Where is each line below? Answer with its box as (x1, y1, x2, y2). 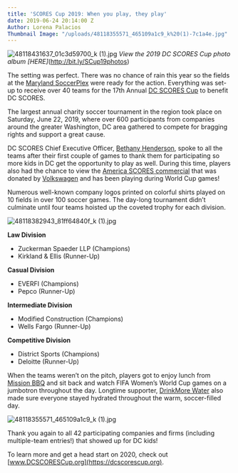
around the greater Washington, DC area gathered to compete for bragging (7, 122, 228, 132)
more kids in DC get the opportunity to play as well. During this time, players (7, 159, 231, 168)
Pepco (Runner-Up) (17, 287, 76, 296)
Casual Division (7, 266, 55, 275)
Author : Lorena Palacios (7, 23, 81, 31)
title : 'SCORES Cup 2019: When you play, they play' (7, 10, 167, 18)
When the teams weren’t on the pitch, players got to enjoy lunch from (7, 371, 211, 380)
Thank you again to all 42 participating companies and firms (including (7, 429, 215, 437)
